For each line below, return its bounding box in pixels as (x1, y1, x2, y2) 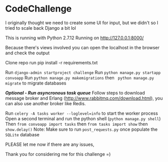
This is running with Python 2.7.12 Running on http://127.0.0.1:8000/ (5, 35, 144, 41)
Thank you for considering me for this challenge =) (5, 151, 111, 157)
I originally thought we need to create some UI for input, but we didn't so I (5, 20, 158, 26)
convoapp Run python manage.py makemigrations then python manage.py (5, 74, 154, 80)
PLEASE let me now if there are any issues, (5, 141, 94, 147)
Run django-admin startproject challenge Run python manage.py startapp (5, 69, 161, 75)
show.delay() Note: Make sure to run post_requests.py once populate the (5, 126, 158, 132)
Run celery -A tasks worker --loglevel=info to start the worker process (5, 110, 158, 116)
